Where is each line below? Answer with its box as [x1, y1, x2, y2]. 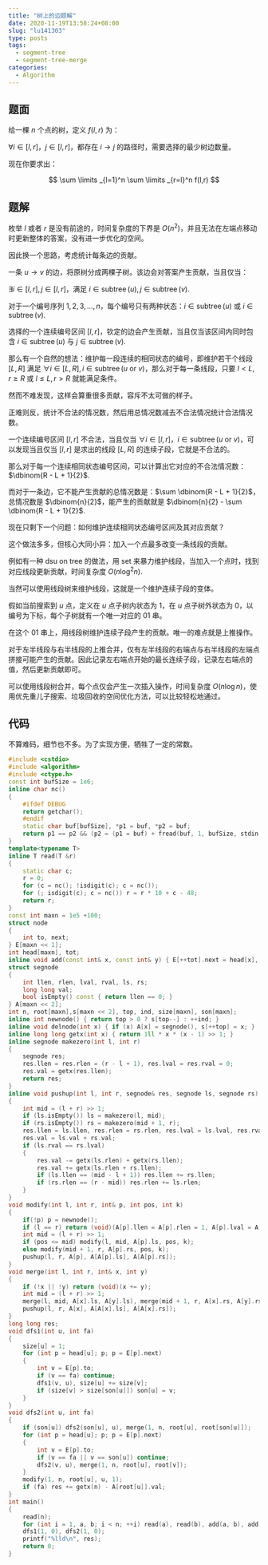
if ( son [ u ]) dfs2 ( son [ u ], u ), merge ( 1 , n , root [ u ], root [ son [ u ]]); [22, 1424, 252, 1432]
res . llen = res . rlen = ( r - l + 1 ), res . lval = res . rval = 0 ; [22, 1060, 234, 1068]
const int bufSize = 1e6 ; [8, 778, 94, 786]
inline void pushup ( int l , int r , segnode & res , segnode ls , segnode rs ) [8, 1089, 259, 1098]
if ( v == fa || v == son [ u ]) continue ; [37, 1453, 170, 1461]
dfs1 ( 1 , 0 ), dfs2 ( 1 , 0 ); [22, 1527, 105, 1535]
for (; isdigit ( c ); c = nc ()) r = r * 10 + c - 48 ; [22, 889, 198, 897]
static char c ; [22, 867, 73, 875]
